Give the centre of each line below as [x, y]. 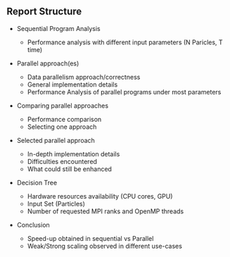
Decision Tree [37, 182]
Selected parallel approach [56, 140]
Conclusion [33, 225]
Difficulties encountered [62, 161]
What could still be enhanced [69, 169]
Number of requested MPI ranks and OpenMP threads [106, 211]
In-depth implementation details [74, 153]
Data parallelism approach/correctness [84, 77]
